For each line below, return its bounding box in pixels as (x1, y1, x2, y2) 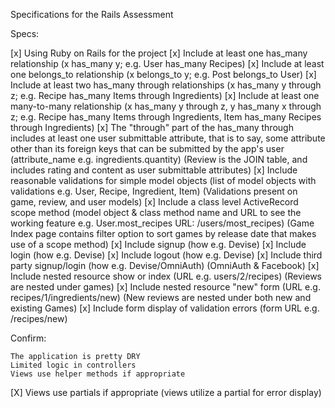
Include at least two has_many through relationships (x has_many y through (10, 79, 322, 91)
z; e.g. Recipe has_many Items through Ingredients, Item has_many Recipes (10, 111, 322, 123)
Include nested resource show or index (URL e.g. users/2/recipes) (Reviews (10, 270, 323, 282)
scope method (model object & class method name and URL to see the (10, 207, 302, 218)
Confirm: (10, 332, 47, 344)
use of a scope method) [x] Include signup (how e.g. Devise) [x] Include (10, 239, 307, 250)
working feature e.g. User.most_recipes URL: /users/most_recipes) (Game (10, 217, 315, 229)
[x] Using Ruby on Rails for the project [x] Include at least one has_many (10, 47, 308, 59)
